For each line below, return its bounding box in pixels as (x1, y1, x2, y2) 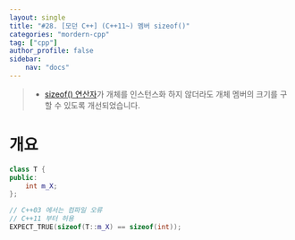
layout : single (9, 13, 66, 22)
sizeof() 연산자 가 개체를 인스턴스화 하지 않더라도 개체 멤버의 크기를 (44, 89, 279, 99)
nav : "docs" (25, 64, 70, 73)
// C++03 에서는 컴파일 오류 (9, 206, 103, 215)
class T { (9, 165, 46, 174)
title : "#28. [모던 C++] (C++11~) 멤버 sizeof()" (9, 21, 190, 30)
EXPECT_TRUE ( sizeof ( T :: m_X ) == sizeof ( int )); (9, 223, 181, 232)
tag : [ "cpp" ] (9, 38, 58, 47)
